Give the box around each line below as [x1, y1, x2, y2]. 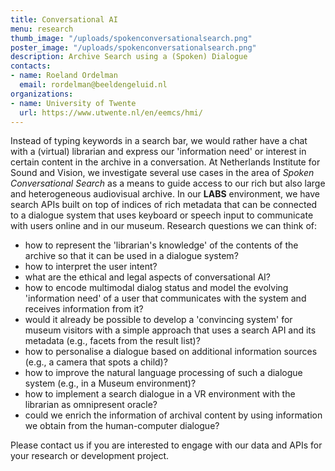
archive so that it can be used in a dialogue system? [24, 250, 239, 262]
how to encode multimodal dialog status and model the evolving [24, 282, 289, 294]
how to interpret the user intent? [24, 261, 158, 273]
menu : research [10, 24, 74, 34]
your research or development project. [10, 450, 170, 462]
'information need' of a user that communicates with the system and [24, 292, 307, 305]
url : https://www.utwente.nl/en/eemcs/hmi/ [19, 107, 203, 118]
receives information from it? [24, 303, 144, 315]
